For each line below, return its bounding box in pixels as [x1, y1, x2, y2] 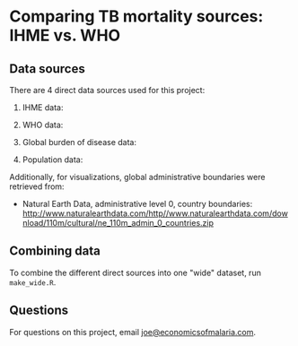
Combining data [9, 244, 101, 259]
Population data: [22, 154, 83, 165]
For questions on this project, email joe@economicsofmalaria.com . [9, 326, 257, 337]
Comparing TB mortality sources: [9, 6, 264, 27]
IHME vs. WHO [9, 25, 121, 46]
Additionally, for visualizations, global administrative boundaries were [9, 172, 266, 182]
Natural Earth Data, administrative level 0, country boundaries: [22, 199, 253, 209]
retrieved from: [9, 181, 65, 192]
